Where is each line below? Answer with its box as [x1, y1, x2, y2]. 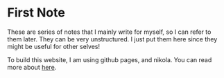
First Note [7, 5, 66, 21]
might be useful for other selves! [7, 42, 101, 50]
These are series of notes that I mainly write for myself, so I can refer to [7, 28, 212, 36]
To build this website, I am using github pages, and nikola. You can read [7, 55, 212, 64]
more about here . [7, 63, 57, 71]
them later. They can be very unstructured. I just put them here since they [7, 35, 218, 43]
